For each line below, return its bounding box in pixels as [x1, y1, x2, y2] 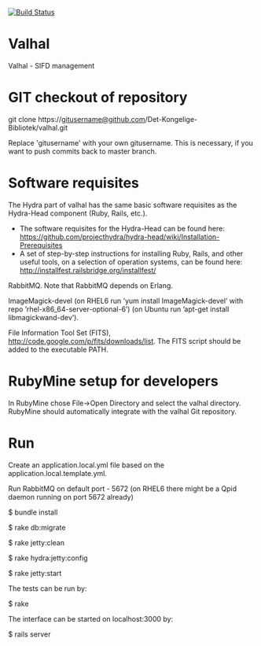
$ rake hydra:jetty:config [8, 553, 88, 563]
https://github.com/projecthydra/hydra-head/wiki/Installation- [19, 232, 220, 242]
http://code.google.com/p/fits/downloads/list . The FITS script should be [8, 336, 241, 345]
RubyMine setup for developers [8, 372, 219, 389]
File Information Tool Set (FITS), [8, 327, 112, 338]
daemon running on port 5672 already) [8, 492, 134, 501]
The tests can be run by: [8, 583, 88, 593]
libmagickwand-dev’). [8, 312, 79, 322]
